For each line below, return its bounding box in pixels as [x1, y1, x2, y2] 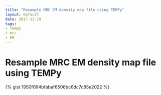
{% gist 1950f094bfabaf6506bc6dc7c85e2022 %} [5, 83, 110, 90]
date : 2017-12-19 [5, 16, 42, 21]
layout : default [5, 12, 39, 17]
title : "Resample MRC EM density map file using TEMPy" [5, 7, 124, 12]
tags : [5, 21, 17, 26]
